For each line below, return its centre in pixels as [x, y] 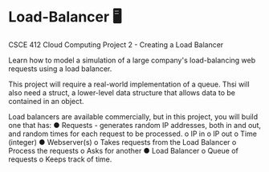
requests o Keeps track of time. [60, 159]
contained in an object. [46, 101]
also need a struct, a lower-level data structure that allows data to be [122, 92]
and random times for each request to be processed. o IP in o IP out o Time [132, 134]
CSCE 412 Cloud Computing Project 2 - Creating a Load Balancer [116, 44]
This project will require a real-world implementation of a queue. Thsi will [129, 84]
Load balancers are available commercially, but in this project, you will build [133, 116]
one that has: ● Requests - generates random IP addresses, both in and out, [135, 125]
